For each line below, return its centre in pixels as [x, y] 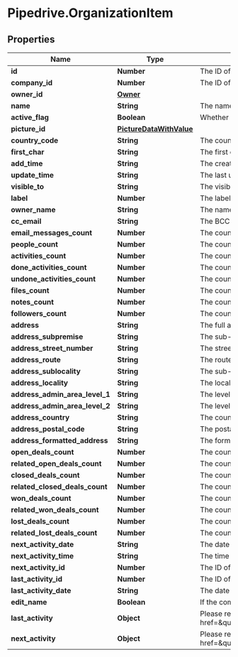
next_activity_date [42, 544]
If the [209, 602]
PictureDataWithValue [155, 129]
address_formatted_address [59, 440]
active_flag [30, 117]
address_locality [40, 383]
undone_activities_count [53, 279]
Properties [31, 39]
